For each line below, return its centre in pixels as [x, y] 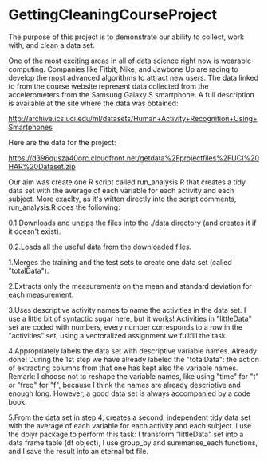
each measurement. [41, 294]
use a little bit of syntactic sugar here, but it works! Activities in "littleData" [130, 318]
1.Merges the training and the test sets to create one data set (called [120, 262]
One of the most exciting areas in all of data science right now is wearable [130, 61]
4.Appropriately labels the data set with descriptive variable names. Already [133, 351]
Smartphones [31, 127]
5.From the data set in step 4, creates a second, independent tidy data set [130, 417]
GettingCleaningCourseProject [113, 15]
